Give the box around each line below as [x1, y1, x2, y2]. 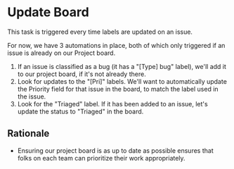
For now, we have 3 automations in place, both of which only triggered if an [7, 41, 226, 49]
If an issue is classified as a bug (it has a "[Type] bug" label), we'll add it [17, 62, 227, 70]
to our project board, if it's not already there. [17, 70, 146, 78]
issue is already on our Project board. [7, 49, 116, 57]
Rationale [7, 127, 50, 139]
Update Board [7, 4, 89, 20]
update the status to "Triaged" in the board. [17, 107, 144, 115]
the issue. [17, 92, 46, 101]
